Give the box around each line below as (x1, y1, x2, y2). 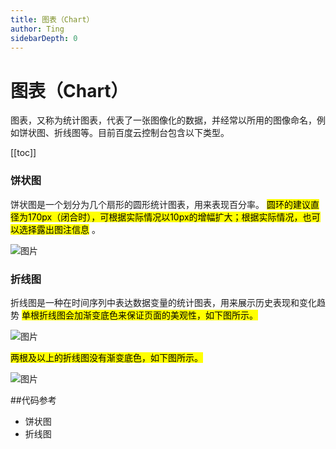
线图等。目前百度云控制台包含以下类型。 (62, 127, 230, 139)
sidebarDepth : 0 (10, 33, 78, 43)
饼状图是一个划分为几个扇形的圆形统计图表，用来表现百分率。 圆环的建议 (10, 198, 311, 210)
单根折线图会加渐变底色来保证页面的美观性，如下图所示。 (21, 309, 258, 321)
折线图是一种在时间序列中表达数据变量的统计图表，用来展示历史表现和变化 (10, 296, 317, 308)
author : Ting (10, 24, 65, 34)
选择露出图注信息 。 (18, 223, 101, 235)
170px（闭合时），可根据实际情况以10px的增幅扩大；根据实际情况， (27, 211, 303, 223)
